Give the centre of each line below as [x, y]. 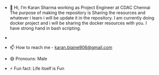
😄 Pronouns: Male [28, 59]
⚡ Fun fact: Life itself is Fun [37, 68]
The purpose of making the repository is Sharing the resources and [78, 13]
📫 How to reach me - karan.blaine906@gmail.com [61, 47]
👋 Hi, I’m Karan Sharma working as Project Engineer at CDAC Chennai [80, 8]
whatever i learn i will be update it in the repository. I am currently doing [82, 18]
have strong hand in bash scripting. [45, 28]
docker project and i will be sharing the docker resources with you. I [78, 23]
